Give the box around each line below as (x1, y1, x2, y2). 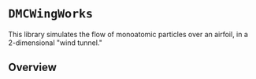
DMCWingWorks (8, 6, 93, 21)
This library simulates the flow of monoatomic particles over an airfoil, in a (8, 29, 248, 39)
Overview (8, 61, 58, 74)
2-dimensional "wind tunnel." (8, 38, 102, 47)
